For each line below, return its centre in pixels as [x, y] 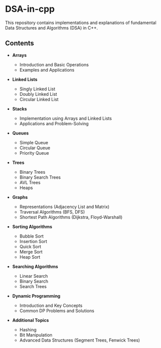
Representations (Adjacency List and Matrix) [64, 207]
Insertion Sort [33, 241]
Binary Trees [32, 172]
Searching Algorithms [35, 267]
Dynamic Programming [36, 296]
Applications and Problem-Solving [54, 123]
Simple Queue [34, 142]
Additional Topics [30, 320]
